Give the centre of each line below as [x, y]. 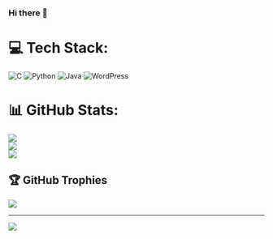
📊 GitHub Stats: [64, 111]
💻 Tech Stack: [58, 48]
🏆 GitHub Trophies [58, 180]
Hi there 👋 [28, 13]
